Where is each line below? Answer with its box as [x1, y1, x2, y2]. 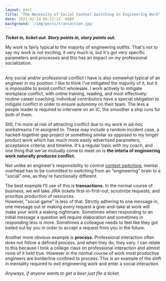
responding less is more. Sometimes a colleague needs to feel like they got [5, 220, 159, 225]
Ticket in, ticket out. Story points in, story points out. [5, 35, 116, 41]
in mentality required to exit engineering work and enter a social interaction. [5, 261, 160, 267]
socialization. [5, 60, 32, 66]
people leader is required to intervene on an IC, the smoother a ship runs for [5, 107, 161, 112]
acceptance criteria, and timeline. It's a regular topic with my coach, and [5, 142, 153, 149]
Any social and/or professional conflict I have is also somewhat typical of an [5, 75, 161, 81]
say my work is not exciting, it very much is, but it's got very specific [5, 50, 145, 56]
